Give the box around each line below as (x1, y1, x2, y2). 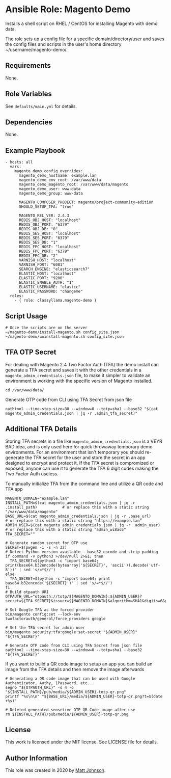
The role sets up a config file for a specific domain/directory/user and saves (5, 36, 164, 42)
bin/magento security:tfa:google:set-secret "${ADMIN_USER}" (5, 629, 138, 635)
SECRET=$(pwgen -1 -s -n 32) (5, 545, 67, 550)
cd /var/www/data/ (5, 387, 44, 393)
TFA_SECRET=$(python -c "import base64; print (10, 576, 110, 581)
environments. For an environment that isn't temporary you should (5, 449, 144, 455)
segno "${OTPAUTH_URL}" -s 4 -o (5, 685, 74, 690)
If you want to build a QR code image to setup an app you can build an (5, 661, 153, 667)
